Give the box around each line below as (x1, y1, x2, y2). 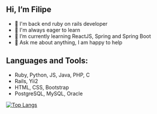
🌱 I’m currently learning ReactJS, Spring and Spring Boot (14, 32, 151, 40)
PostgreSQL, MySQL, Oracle (14, 90, 83, 97)
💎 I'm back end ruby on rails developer (14, 20, 108, 27)
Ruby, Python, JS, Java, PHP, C (14, 71, 90, 78)
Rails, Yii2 (14, 77, 39, 84)
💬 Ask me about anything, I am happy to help (14, 39, 123, 46)
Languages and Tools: (6, 56, 89, 66)
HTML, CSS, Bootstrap (14, 84, 69, 91)
